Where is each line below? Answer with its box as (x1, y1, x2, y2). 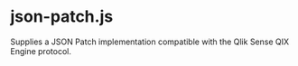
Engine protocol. (10, 45, 71, 56)
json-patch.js (10, 6, 114, 27)
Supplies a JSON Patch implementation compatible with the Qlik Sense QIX (10, 36, 290, 47)
